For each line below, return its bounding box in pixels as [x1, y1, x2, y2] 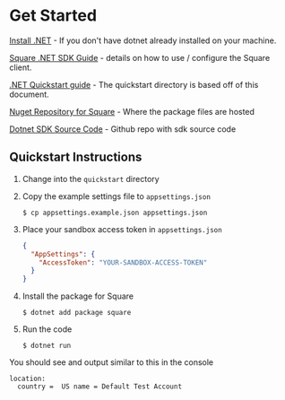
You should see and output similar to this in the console [9, 357, 213, 368]
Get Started [9, 5, 97, 26]
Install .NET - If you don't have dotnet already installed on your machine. [9, 35, 277, 46]
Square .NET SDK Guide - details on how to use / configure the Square [9, 52, 271, 63]
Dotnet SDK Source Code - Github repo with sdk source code [9, 123, 237, 135]
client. [9, 62, 32, 73]
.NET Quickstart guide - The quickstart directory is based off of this [9, 79, 259, 90]
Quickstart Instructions [9, 150, 142, 165]
